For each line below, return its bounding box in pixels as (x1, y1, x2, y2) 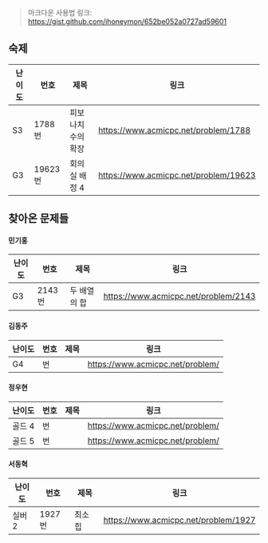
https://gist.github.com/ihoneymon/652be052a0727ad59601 (27, 17, 227, 26)
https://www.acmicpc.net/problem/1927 (103, 515, 256, 526)
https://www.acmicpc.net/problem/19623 (98, 170, 256, 181)
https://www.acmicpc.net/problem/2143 (103, 291, 256, 302)
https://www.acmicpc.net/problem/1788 (98, 124, 251, 135)
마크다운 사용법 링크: (27, 8, 93, 17)
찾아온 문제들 (8, 212, 69, 226)
